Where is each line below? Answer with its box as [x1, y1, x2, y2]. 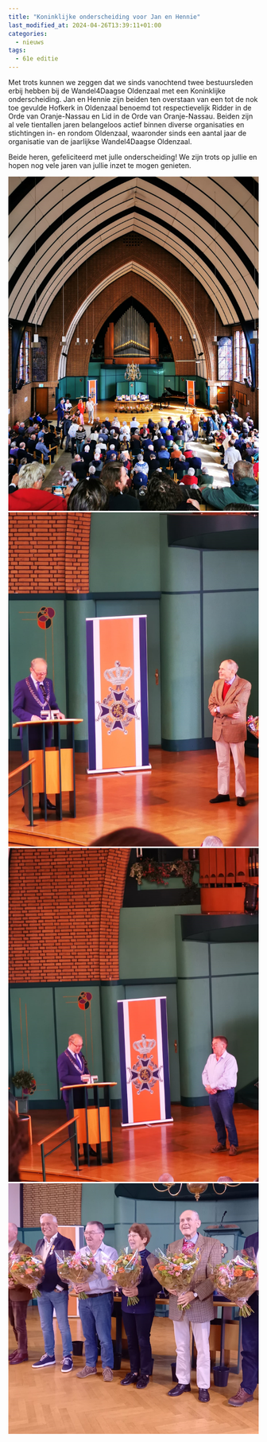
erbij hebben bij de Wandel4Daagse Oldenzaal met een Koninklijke [8, 86, 226, 95]
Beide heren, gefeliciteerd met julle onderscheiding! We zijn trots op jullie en [8, 152, 257, 162]
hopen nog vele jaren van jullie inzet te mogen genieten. [8, 161, 192, 170]
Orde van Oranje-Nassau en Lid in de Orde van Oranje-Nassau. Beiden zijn [8, 111, 253, 121]
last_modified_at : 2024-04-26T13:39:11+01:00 [8, 21, 161, 29]
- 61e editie [15, 55, 59, 63]
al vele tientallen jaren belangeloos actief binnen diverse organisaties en [8, 120, 245, 129]
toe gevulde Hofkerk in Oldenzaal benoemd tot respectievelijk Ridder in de [8, 103, 252, 112]
